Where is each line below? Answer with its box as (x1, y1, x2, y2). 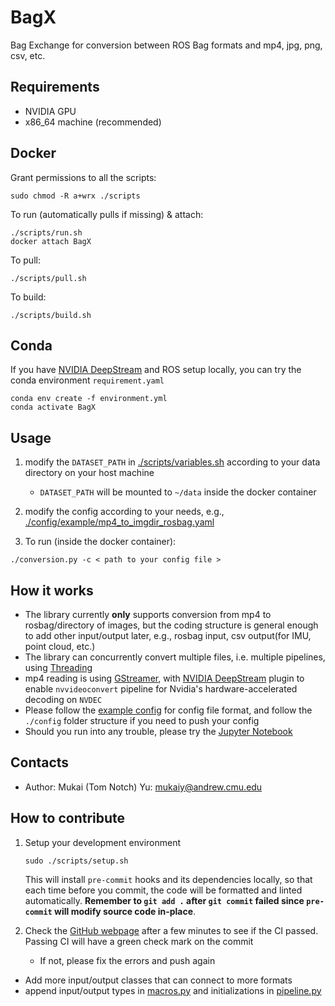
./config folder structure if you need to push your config (24, 715, 260, 726)
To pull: (10, 254, 41, 266)
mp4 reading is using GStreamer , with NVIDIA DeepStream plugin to (24, 672, 305, 684)
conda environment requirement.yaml (10, 374, 165, 386)
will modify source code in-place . (54, 905, 197, 917)
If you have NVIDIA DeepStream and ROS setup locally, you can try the (10, 364, 302, 376)
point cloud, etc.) (24, 641, 96, 652)
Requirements (10, 79, 100, 96)
